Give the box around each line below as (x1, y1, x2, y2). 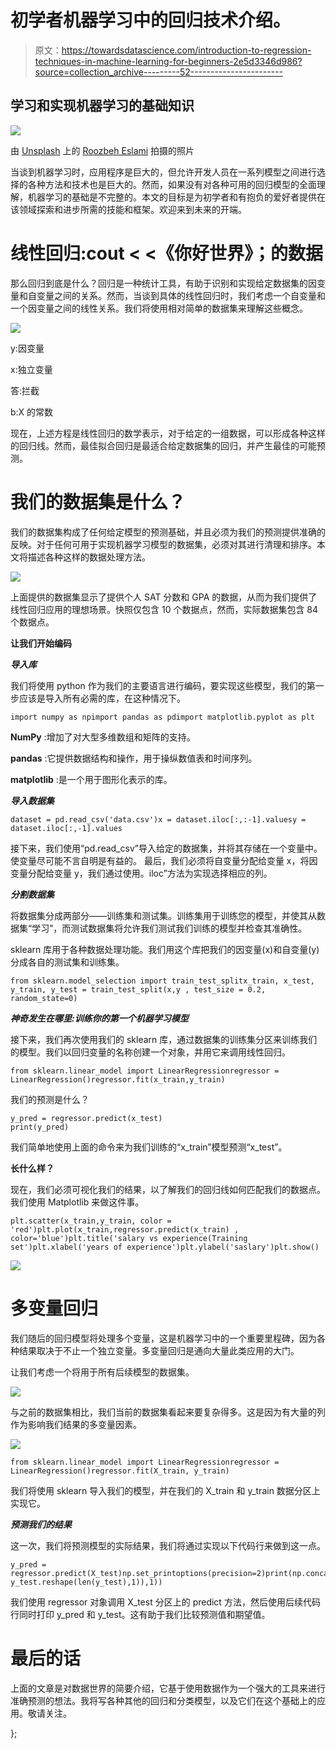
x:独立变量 (10, 363, 53, 375)
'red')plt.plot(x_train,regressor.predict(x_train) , (10, 1224, 240, 1235)
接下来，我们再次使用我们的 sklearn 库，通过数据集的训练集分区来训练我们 (10, 1033, 318, 1045)
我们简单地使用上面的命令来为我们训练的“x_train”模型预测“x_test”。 (10, 1141, 288, 1153)
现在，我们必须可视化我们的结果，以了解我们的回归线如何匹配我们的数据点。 (10, 1183, 326, 1195)
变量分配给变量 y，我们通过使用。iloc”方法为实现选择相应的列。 (10, 867, 273, 879)
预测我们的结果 (10, 1518, 72, 1530)
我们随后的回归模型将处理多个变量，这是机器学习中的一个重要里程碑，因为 (10, 1332, 317, 1344)
